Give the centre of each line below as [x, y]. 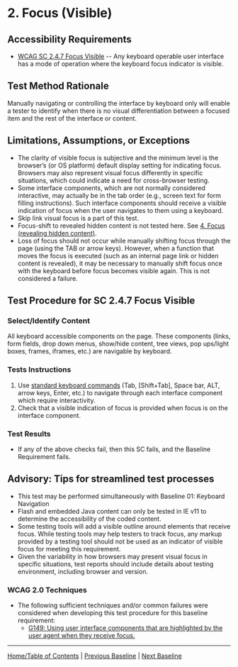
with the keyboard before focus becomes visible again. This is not [114, 270]
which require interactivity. [56, 400]
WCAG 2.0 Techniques [47, 590]
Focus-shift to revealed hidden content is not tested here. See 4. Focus [121, 226]
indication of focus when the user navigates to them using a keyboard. [120, 210]
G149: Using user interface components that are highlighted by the [125, 628]
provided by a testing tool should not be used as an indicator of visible [120, 541]
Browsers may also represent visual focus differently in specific [110, 172]
